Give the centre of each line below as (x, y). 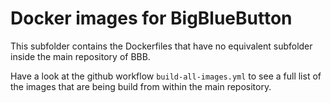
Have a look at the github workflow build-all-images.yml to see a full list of (166, 76)
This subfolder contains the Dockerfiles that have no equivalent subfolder (161, 46)
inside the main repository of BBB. (80, 56)
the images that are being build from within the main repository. (141, 86)
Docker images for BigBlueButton (151, 18)
